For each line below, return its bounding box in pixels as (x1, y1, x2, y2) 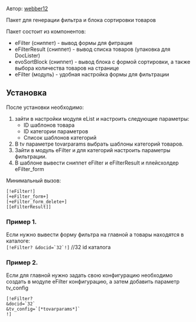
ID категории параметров (23, 127, 89, 135)
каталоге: (6, 237, 31, 244)
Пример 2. (6, 259, 38, 267)
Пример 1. (6, 217, 37, 226)
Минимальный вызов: (6, 177, 61, 184)
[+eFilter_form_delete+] (6, 198, 67, 205)
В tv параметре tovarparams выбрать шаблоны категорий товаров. (14, 140, 184, 147)
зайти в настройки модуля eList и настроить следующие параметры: (14, 115, 190, 122)
